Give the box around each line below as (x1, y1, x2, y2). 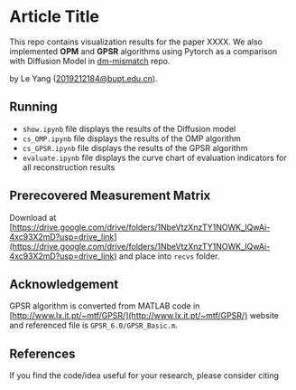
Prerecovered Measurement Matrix (9, 188, 211, 204)
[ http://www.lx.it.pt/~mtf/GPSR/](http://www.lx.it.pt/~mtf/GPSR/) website (9, 310, 280, 321)
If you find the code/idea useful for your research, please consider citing (9, 370, 280, 381)
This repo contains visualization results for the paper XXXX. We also (9, 36, 264, 47)
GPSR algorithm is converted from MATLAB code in (9, 300, 200, 311)
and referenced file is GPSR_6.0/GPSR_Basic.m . (9, 319, 179, 331)
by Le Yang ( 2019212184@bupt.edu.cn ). (9, 72, 158, 83)
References (9, 346, 76, 361)
